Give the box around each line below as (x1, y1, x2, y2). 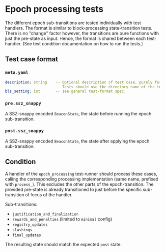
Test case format (5, 55, 58, 64)
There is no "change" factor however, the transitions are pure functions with (5, 30, 159, 36)
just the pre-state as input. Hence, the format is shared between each (5, 36, 146, 41)
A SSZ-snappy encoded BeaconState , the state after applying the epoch (5, 138, 150, 144)
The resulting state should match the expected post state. (5, 241, 122, 247)
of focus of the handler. (25, 191, 73, 198)
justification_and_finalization (12, 212, 79, 216)
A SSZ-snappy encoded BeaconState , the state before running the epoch (5, 110, 152, 116)
